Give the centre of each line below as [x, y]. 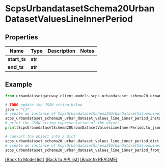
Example [19, 85]
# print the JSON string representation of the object [62, 123]
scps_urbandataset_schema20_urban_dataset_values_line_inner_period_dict [82, 141]
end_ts [16, 67]
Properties [22, 37]
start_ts [17, 59]
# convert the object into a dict [41, 136]
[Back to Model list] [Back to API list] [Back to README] [61, 160]
